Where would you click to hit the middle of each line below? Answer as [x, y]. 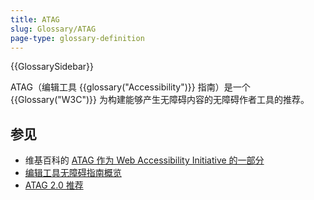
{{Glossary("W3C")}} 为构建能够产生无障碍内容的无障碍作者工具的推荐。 [160, 100]
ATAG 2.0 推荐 [54, 185]
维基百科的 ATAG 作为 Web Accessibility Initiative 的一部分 [144, 160]
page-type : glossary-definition [77, 38]
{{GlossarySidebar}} [52, 67]
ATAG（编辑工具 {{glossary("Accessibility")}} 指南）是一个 [130, 87]
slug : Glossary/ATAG [53, 29]
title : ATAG [35, 19]
